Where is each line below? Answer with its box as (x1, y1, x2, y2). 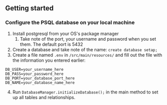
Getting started (5, 4, 54, 13)
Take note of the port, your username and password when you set (19, 36, 156, 42)
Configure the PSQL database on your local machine (5, 19, 135, 26)
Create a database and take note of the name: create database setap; (12, 46, 157, 52)
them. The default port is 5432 (19, 41, 83, 47)
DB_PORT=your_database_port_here (5, 75, 75, 81)
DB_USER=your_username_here (5, 67, 64, 72)
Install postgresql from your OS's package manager (12, 30, 119, 37)
